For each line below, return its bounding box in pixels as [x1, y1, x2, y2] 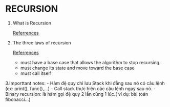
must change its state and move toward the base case [20, 65, 135, 71]
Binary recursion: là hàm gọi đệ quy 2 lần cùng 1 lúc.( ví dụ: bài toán [5, 91, 148, 97]
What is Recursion [12, 20, 51, 26]
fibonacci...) [5, 96, 31, 102]
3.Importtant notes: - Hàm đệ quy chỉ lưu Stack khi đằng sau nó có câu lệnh [5, 80, 165, 86]
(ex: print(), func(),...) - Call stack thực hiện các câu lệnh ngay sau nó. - [5, 85, 156, 92]
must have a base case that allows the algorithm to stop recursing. [20, 59, 161, 65]
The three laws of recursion [12, 39, 72, 46]
